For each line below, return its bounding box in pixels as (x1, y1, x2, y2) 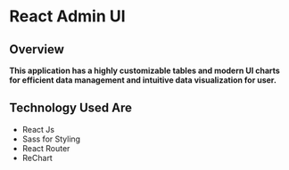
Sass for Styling (21, 134, 81, 144)
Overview (9, 42, 65, 57)
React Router (21, 142, 70, 153)
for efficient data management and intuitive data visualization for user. (9, 75, 277, 85)
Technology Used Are (9, 101, 132, 116)
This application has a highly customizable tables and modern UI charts (9, 65, 281, 76)
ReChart (21, 152, 54, 163)
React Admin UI (9, 6, 127, 27)
